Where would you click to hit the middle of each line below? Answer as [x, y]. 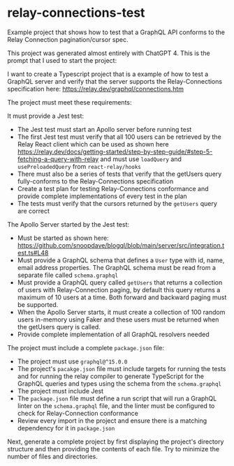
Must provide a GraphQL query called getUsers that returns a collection [120, 282]
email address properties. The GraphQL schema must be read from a [117, 267]
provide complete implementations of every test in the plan [102, 196]
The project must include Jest [60, 391]
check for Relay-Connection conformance [78, 413]
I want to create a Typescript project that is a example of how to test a [108, 74]
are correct [34, 211]
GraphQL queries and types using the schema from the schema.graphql [119, 383]
